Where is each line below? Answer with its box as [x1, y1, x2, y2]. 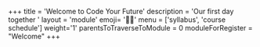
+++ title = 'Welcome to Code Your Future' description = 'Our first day [8, 7, 234, 16]
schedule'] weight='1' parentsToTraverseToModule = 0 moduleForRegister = [8, 23, 253, 32]
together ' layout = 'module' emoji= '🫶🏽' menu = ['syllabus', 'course [8, 15, 226, 24]
